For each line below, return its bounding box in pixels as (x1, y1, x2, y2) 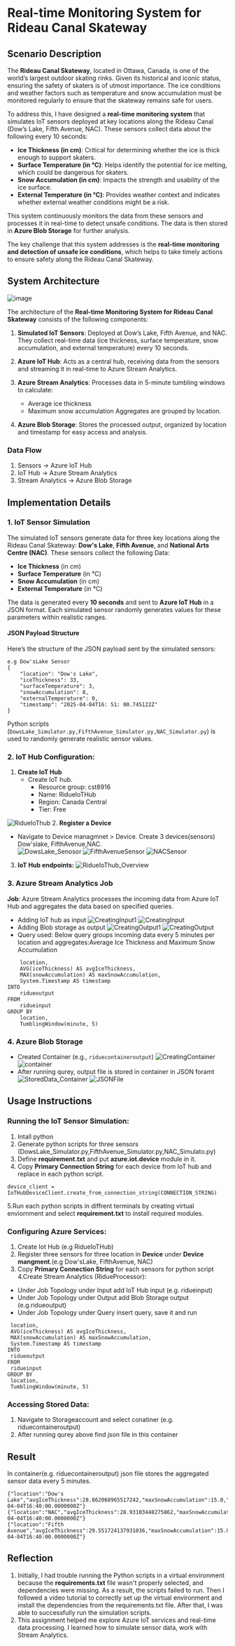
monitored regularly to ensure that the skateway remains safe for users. (7, 96, 213, 105)
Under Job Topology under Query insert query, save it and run (17, 1308, 197, 1317)
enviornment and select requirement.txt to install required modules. (7, 1209, 204, 1217)
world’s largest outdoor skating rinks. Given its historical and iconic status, (7, 74, 222, 82)
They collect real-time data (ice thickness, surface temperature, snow (17, 336, 219, 345)
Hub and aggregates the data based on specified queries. (7, 902, 173, 910)
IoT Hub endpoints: (17, 861, 75, 870)
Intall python (17, 1132, 54, 1141)
